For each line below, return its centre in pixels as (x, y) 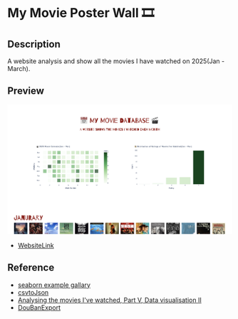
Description (34, 44)
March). (19, 69)
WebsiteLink (36, 245)
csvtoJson (33, 292)
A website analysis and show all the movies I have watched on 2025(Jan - (116, 61)
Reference (31, 267)
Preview (26, 91)
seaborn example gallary (54, 285)
